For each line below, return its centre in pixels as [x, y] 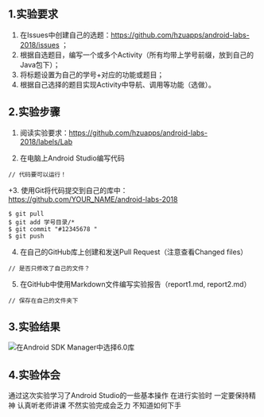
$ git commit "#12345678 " [53, 229]
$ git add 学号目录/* [42, 222]
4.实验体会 [35, 375]
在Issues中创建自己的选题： [65, 35]
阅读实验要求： [44, 133]
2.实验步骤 [35, 112]
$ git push [26, 236]
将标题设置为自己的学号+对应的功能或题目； [92, 75]
